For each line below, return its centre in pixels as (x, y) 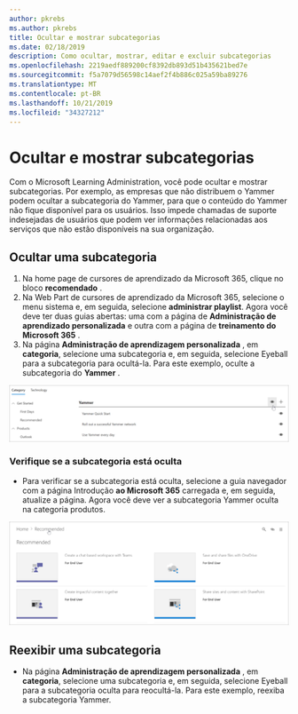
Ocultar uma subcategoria (83, 257)
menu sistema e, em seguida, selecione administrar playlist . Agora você (155, 307)
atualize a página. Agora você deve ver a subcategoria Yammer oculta (150, 500)
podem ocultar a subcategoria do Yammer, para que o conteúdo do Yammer (149, 201)
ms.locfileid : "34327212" (57, 112)
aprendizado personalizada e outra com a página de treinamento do (149, 326)
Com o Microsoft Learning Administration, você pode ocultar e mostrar (138, 182)
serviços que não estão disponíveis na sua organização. (112, 229)
